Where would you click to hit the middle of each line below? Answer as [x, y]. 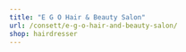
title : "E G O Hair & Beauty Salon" [77, 17]
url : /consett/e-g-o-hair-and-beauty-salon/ [93, 26]
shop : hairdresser [43, 33]
